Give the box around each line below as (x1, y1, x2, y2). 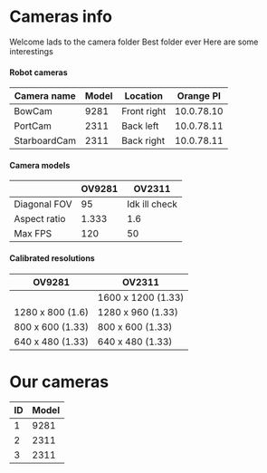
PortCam (14, 120, 52, 132)
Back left (121, 120, 159, 132)
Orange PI (176, 90, 222, 102)
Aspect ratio (14, 213, 66, 226)
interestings (9, 45, 54, 56)
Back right (121, 134, 166, 147)
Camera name (14, 90, 77, 102)
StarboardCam (14, 134, 77, 147)
